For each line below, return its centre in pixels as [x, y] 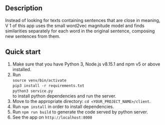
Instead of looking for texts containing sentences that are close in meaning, [83, 20]
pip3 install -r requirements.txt [48, 85]
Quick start [23, 52]
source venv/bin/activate [39, 80]
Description [24, 8]
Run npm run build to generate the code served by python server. [80, 111]
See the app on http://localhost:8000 [52, 117]
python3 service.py [33, 91]
